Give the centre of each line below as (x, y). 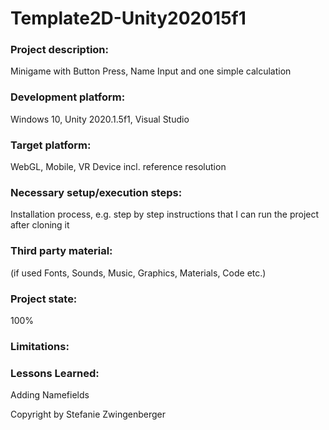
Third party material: (61, 251)
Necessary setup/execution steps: (96, 192)
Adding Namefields (50, 395)
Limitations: (40, 346)
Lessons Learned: (55, 373)
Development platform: (68, 97)
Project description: (59, 50)
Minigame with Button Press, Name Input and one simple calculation (151, 71)
